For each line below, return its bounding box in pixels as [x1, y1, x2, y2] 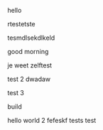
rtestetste [7, 20, 36, 28]
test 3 [7, 89, 25, 97]
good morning [7, 48, 49, 55]
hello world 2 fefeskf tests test [7, 117, 97, 124]
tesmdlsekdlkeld [7, 33, 55, 42]
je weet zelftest [7, 61, 52, 70]
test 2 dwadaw [7, 75, 51, 83]
